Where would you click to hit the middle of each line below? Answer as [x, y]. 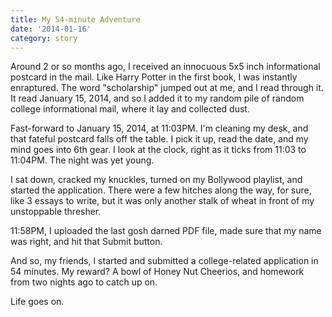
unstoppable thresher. [56, 212]
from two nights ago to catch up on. [84, 282]
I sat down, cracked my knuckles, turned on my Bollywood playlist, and [156, 180]
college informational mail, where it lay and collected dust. [130, 109]
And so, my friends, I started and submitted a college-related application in [164, 261]
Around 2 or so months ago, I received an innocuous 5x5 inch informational [165, 67]
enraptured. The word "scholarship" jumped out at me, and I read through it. [167, 88]
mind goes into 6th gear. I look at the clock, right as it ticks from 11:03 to [158, 150]
